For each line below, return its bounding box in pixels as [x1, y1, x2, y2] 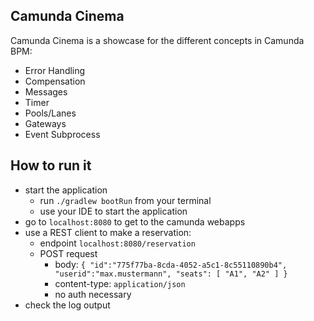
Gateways [24, 117, 67, 129]
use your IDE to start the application [39, 205, 188, 217]
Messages [24, 85, 68, 98]
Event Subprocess [24, 128, 101, 140]
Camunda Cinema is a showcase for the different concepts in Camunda [10, 34, 305, 46]
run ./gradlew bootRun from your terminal [39, 194, 212, 206]
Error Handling [24, 64, 86, 76]
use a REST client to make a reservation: [24, 226, 192, 238]
